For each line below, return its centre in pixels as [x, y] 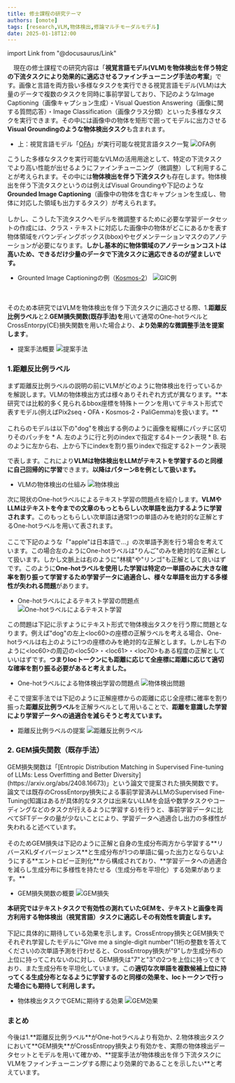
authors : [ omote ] [33, 20]
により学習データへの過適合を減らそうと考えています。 [86, 715]
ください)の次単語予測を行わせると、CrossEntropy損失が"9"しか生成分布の [115, 950]
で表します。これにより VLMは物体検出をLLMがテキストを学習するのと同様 [115, 460]
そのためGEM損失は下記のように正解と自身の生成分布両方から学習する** [112, 843]
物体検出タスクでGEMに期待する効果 [70, 1000]
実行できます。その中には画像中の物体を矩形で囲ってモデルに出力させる [123, 121]
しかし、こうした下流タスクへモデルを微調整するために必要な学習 [102, 219]
